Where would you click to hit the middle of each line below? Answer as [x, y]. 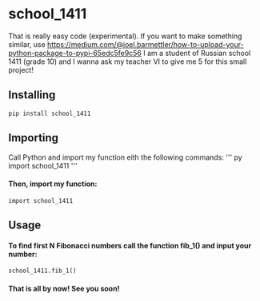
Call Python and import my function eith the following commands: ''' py [125, 157]
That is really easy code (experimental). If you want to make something [125, 36]
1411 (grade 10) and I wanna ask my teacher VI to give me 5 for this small [128, 61]
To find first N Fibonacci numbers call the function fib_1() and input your [130, 245]
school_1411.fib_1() [43, 271]
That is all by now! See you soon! [64, 288]
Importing [33, 138]
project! [21, 69]
